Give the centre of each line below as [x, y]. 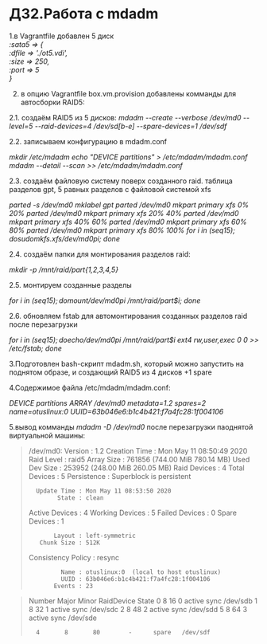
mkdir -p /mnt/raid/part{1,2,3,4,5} [64, 269]
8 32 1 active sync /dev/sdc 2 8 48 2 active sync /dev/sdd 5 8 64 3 [138, 609]
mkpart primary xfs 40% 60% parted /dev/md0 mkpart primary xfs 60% [128, 222]
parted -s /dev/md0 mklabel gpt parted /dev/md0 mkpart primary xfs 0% [129, 205]
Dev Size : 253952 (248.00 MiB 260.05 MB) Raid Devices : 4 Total [136, 468]
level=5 [21, 126]
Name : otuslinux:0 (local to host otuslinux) [141, 572]
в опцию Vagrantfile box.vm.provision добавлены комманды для [128, 93]
